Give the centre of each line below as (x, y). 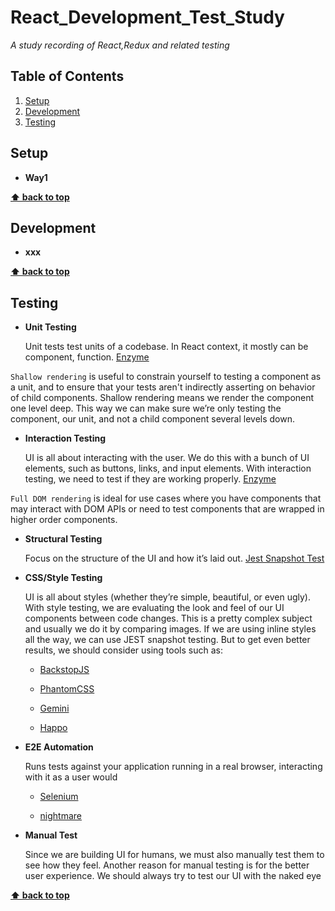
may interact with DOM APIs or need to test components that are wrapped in (167, 509)
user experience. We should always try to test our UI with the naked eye (173, 876)
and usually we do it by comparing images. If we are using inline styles (170, 629)
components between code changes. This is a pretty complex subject (168, 618)
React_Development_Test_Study (147, 17)
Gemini (54, 708)
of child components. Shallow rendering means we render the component (162, 398)
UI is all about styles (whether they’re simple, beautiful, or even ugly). (167, 597)
